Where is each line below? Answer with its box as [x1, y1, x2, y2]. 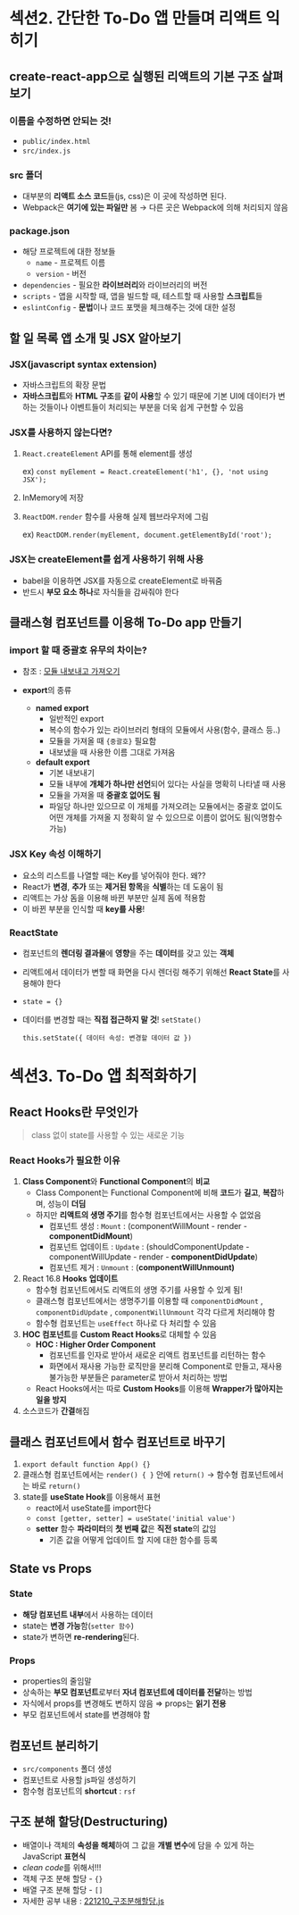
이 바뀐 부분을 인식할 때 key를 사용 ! [21, 903, 145, 914]
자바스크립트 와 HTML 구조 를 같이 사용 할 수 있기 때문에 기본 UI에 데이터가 [21, 390, 277, 402]
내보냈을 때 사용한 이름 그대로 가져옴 [48, 747, 176, 757]
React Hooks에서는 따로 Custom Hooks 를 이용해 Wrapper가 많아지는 [35, 1384, 284, 1394]
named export [35, 703, 89, 714]
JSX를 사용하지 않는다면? [9, 426, 113, 439]
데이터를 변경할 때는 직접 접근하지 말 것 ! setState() [21, 1015, 203, 1025]
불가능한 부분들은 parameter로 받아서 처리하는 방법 [48, 1372, 228, 1383]
